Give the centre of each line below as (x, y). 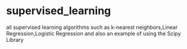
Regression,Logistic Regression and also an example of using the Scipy (93, 33)
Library (15, 40)
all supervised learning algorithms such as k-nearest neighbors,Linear (92, 27)
